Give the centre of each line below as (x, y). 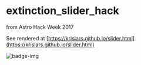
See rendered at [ (27, 38)
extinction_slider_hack (63, 11)
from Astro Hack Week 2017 (40, 27)
